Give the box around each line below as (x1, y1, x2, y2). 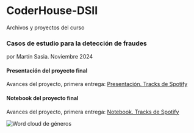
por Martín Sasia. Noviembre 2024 (6, 53, 93, 60)
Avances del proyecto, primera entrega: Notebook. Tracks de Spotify (6, 108, 179, 115)
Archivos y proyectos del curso (6, 24, 85, 31)
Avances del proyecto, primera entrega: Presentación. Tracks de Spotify (6, 81, 188, 88)
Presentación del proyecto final (6, 66, 88, 74)
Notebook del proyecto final (6, 95, 79, 102)
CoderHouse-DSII (6, 4, 98, 18)
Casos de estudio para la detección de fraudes (6, 39, 148, 48)
